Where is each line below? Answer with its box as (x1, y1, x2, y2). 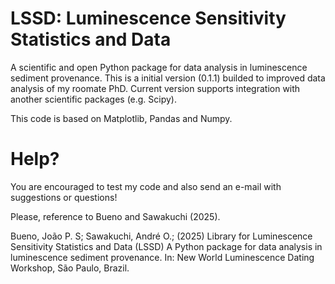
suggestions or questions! (10, 191, 118, 203)
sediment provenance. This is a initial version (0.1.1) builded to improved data (10, 72, 326, 84)
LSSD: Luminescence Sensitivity (10, 7, 287, 30)
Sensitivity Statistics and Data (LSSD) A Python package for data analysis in (10, 240, 323, 252)
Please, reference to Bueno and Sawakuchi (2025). (10, 210, 221, 222)
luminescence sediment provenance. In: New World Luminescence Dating (10, 251, 315, 263)
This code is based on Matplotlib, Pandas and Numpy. (10, 112, 233, 124)
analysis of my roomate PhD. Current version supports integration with (10, 82, 301, 94)
